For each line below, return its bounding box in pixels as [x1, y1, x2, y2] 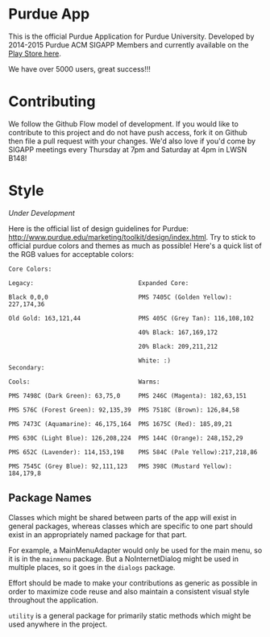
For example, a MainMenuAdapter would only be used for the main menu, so [8, 545, 263, 555]
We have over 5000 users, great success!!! [8, 64, 152, 73]
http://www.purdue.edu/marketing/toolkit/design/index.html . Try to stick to [8, 232, 256, 242]
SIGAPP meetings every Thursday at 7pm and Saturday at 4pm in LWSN [8, 144, 247, 154]
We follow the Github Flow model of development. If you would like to [8, 118, 239, 129]
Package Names [8, 491, 92, 505]
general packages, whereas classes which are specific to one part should [8, 521, 253, 531]
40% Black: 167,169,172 [138, 328, 218, 337]
